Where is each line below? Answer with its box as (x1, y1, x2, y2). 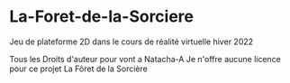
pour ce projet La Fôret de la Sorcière (9, 63, 149, 74)
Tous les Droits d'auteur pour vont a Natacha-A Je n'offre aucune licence (9, 53, 282, 64)
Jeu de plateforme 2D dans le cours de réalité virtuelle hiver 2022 (9, 36, 254, 47)
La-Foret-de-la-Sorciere (9, 6, 195, 27)
